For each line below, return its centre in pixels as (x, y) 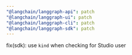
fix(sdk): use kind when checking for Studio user (66, 45)
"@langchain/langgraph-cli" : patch (50, 23)
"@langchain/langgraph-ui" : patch (49, 17)
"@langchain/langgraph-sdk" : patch (50, 28)
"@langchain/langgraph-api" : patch (50, 12)
